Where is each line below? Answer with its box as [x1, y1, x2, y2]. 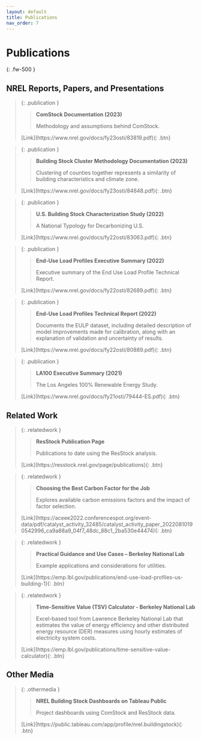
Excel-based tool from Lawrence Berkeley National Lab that [35, 615, 184, 622]
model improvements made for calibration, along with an [35, 328, 176, 336]
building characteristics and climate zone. [35, 176, 139, 183]
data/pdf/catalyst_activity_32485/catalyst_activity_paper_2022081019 [20, 520, 193, 528]
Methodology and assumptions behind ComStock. [35, 123, 160, 130]
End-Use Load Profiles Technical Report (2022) [35, 310, 157, 318]
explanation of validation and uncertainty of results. [35, 335, 164, 342]
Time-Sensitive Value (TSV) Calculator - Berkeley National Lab [35, 603, 196, 611]
